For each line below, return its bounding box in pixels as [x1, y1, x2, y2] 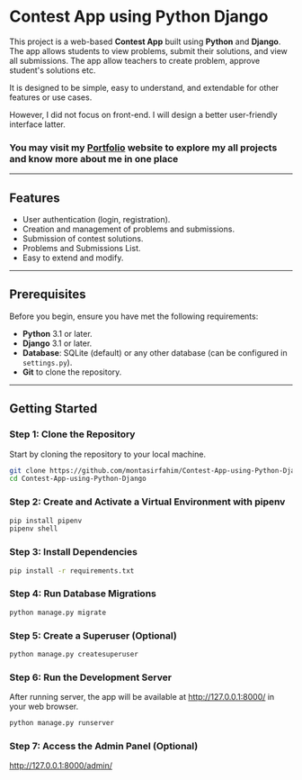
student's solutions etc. [9, 65, 96, 76]
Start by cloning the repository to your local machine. [9, 449, 207, 459]
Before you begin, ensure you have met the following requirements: [9, 311, 259, 322]
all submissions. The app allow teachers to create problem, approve [9, 55, 261, 66]
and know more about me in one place [9, 152, 179, 165]
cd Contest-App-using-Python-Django [9, 475, 147, 484]
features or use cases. [9, 92, 93, 103]
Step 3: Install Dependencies [9, 546, 138, 558]
